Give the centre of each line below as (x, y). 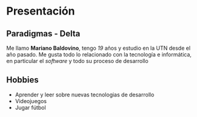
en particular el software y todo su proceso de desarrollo (77, 61)
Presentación (41, 11)
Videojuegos (31, 101)
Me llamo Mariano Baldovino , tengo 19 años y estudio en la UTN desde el (98, 48)
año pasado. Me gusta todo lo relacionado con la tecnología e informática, (99, 55)
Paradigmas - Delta (43, 34)
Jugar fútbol (31, 107)
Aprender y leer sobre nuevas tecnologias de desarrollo (85, 95)
